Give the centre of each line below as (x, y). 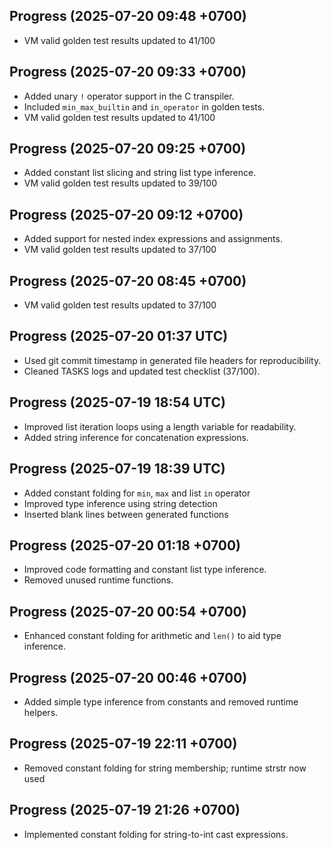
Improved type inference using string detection (120, 503)
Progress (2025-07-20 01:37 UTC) (119, 336)
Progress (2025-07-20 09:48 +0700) (128, 16)
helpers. (41, 712)
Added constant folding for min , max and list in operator (137, 493)
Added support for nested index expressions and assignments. (153, 239)
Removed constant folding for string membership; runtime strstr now (165, 768)
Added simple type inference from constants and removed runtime (161, 701)
